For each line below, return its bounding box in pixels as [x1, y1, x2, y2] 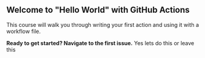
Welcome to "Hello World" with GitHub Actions [6, 5, 190, 15]
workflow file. [6, 27, 41, 35]
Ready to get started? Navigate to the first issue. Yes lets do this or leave [6, 39, 195, 46]
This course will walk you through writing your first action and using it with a [6, 21, 199, 28]
